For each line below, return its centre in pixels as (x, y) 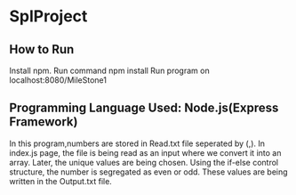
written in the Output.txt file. (61, 181)
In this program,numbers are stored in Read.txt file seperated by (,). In (137, 143)
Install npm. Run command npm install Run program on (110, 70)
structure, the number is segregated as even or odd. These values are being (148, 172)
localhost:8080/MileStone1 (58, 80)
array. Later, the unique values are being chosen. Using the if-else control (144, 162)
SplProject (48, 16)
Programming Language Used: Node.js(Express (144, 108)
